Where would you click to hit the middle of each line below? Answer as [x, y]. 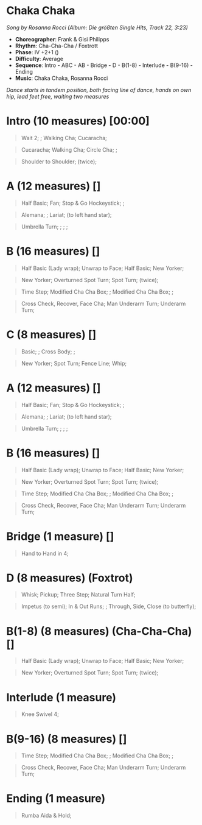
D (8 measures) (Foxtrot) [70, 578]
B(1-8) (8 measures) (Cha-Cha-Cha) [99, 631]
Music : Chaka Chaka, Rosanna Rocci [61, 78]
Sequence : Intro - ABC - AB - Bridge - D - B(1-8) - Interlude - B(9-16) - [104, 65]
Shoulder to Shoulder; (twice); [59, 161]
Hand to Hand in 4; [45, 553]
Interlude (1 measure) [61, 697]
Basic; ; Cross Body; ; [48, 352]
